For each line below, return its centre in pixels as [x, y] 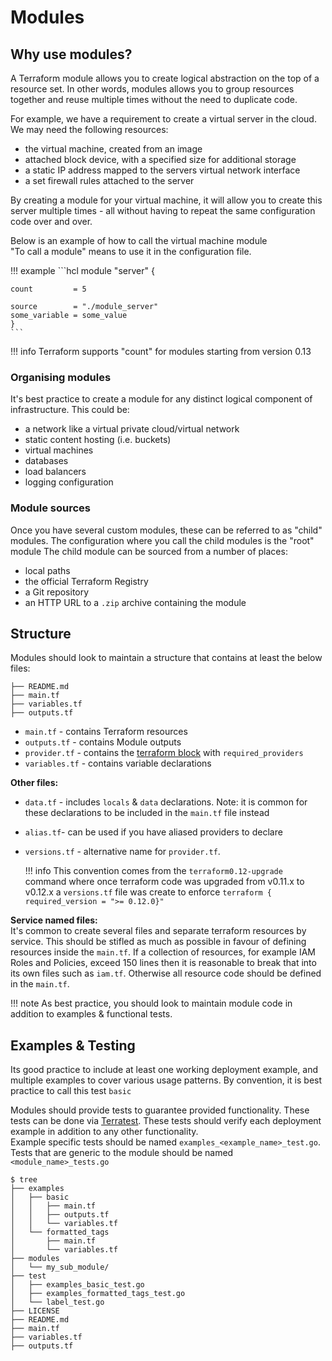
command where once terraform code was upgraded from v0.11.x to [164, 882]
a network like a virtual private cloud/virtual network [132, 429]
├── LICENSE [35, 1311]
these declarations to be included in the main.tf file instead [147, 813]
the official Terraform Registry [86, 581]
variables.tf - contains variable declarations [118, 763]
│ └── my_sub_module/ [60, 1267]
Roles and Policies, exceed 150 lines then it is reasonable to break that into [163, 963]
